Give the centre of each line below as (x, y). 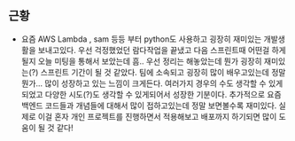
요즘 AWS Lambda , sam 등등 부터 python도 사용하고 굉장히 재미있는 (141, 39)
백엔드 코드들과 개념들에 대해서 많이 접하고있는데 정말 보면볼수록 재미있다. (149, 106)
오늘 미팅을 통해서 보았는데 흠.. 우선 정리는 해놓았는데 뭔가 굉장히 (150, 61)
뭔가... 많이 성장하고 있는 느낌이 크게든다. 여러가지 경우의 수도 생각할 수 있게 (152, 83)
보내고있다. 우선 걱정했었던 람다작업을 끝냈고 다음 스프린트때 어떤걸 (154, 50)
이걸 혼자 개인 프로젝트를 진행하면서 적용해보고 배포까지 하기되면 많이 (157, 116)
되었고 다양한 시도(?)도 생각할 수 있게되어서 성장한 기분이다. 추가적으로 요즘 (151, 94)
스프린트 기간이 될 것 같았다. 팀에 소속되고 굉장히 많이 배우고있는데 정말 (163, 72)
